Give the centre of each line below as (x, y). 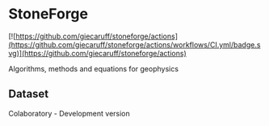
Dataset (29, 94)
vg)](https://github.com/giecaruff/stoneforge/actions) (98, 53)
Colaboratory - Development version (69, 113)
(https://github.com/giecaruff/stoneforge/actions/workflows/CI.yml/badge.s (134, 44)
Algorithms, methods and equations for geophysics (94, 68)
